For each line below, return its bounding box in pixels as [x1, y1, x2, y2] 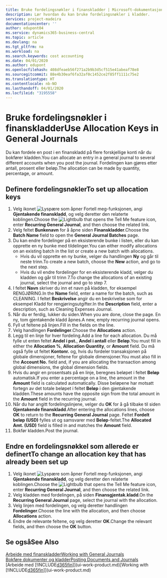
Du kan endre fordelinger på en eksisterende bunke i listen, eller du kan [12, 238, 159, 244]
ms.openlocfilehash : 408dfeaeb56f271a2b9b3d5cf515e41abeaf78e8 [5, 68, 139, 73]
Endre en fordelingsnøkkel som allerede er [5, 442, 139, 450]
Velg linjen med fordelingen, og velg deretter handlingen [12, 502, 128, 508]
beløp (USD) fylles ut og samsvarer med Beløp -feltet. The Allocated [12, 417, 152, 423]
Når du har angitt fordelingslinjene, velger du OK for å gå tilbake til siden [12, 401, 161, 408]
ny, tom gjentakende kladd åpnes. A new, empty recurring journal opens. [12, 317, 161, 323]
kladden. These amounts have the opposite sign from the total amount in [12, 391, 160, 397]
